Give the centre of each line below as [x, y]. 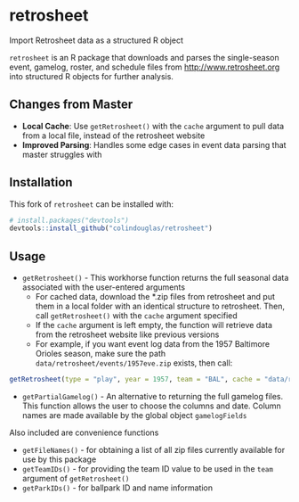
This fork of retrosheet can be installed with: [91, 204]
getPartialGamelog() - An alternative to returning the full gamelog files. [153, 396]
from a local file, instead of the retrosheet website [113, 136]
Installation [41, 182]
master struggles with [62, 154]
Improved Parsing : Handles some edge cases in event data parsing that [154, 144]
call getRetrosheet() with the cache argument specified [136, 316]
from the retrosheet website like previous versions [127, 334]
